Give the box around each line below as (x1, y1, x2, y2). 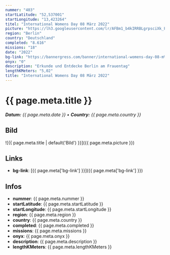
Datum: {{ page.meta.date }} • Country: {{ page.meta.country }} (5, 112, 142, 118)
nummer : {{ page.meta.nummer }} (12, 195, 84, 202)
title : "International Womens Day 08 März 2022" (5, 73, 110, 78)
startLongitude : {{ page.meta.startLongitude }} (12, 207, 112, 213)
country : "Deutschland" (5, 36, 56, 41)
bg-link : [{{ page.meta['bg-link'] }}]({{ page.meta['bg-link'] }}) (12, 168, 143, 174)
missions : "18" (5, 45, 37, 50)
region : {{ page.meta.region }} (12, 212, 76, 218)
